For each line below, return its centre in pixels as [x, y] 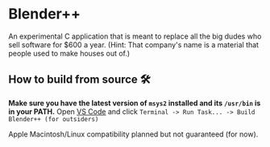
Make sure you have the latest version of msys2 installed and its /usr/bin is [135, 103]
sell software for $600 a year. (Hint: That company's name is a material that [134, 44]
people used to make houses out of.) [69, 53]
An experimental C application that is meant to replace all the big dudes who [135, 36]
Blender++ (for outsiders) [54, 119]
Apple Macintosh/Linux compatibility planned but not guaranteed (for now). [133, 134]
